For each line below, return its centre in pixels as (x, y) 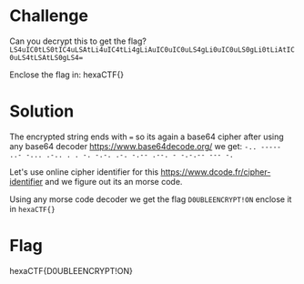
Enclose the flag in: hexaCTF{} (67, 75)
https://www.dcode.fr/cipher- (216, 172)
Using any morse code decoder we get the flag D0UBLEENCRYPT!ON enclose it (151, 199)
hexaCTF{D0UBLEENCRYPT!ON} (71, 270)
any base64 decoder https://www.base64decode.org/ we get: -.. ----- (146, 146)
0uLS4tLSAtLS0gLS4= (46, 57)
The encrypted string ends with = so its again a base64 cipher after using (147, 137)
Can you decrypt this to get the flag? (78, 41)
